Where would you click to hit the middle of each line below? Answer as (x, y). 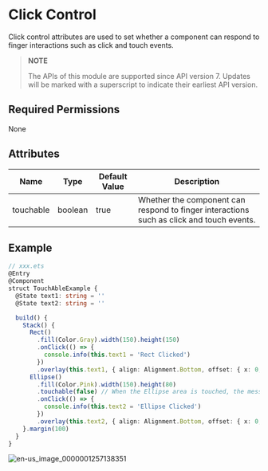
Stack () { (39, 325)
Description (197, 181)
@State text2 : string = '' (60, 303)
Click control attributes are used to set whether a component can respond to (134, 37)
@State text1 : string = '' (60, 296)
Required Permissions (64, 110)
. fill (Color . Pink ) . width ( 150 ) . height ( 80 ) (107, 384)
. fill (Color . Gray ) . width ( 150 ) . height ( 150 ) (108, 340)
